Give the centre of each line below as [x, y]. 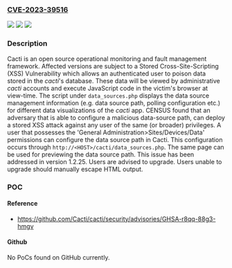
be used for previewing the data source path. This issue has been [101, 154]
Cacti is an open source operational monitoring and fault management [107, 59]
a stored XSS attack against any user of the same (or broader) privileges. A [114, 125]
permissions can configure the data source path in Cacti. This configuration [115, 139]
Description [27, 44]
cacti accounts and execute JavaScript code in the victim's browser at [108, 88]
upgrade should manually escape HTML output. [75, 169]
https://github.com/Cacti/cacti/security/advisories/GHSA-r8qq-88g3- [116, 219]
